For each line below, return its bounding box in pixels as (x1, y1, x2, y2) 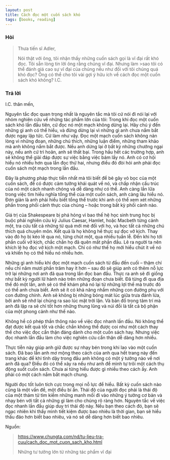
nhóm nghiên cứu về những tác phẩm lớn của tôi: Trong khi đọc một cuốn (5, 116, 159, 122)
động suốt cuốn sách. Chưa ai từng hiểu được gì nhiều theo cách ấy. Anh (5, 366, 157, 372)
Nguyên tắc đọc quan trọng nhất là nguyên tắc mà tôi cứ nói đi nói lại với (5, 111, 157, 117)
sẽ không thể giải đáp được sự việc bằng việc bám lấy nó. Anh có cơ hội (5, 154, 156, 160)
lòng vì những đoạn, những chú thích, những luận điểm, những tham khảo (5, 138, 159, 144)
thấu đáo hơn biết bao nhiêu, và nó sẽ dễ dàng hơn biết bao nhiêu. (5, 414, 144, 420)
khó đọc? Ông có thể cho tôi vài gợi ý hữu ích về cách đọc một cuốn (17, 71, 161, 77)
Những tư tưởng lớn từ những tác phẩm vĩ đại (17, 449, 112, 455)
